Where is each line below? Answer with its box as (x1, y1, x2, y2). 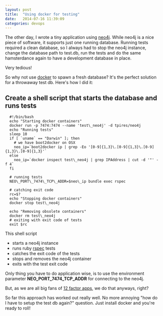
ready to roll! (5, 305, 31, 311)
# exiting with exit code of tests (9, 218, 82, 223)
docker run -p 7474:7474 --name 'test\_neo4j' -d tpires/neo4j (9, 123, 141, 128)
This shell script (5, 230, 37, 236)
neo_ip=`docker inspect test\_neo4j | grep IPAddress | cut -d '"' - (14, 158, 159, 163)
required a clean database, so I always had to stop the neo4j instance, (5, 45, 147, 51)
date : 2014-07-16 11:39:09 (5, 16, 65, 21)
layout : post (5, 7, 32, 12)
